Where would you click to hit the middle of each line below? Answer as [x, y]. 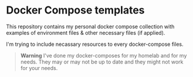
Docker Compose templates [75, 10]
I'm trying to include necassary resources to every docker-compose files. [95, 44]
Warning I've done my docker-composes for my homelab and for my [104, 55]
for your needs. [39, 68]
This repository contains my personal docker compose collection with [90, 26]
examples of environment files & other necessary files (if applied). [86, 32]
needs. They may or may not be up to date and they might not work [102, 62]
